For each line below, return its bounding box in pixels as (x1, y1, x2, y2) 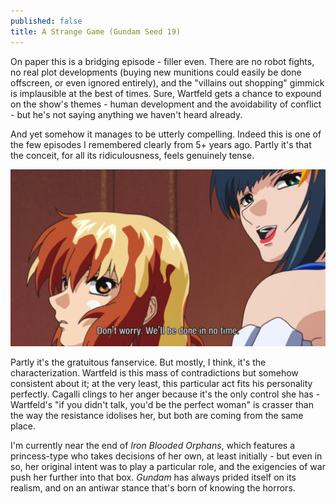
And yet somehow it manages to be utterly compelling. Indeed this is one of (10, 128, 322, 140)
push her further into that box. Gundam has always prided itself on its (10, 471, 297, 483)
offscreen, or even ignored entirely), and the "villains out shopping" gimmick (10, 76, 325, 89)
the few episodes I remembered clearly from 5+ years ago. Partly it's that (10, 138, 312, 150)
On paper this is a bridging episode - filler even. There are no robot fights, (10, 55, 315, 67)
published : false (10, 16, 83, 26)
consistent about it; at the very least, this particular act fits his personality (10, 378, 313, 389)
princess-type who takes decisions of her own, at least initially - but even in (10, 450, 323, 462)
